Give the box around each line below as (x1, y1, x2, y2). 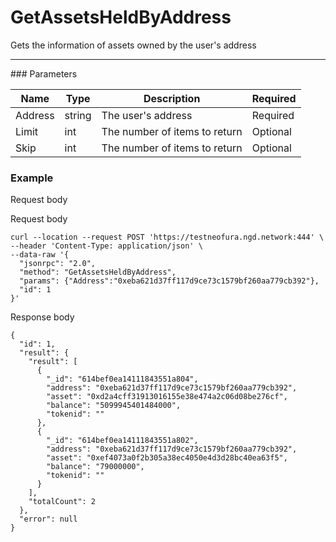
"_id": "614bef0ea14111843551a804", (46, 374, 199, 385)
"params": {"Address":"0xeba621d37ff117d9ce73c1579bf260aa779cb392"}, (19, 276, 320, 286)
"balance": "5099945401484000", (46, 401, 182, 411)
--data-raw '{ (10, 250, 70, 260)
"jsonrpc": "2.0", (19, 259, 97, 269)
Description (143, 91, 201, 105)
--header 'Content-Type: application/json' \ (10, 241, 203, 251)
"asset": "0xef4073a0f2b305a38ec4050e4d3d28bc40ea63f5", (46, 453, 288, 463)
